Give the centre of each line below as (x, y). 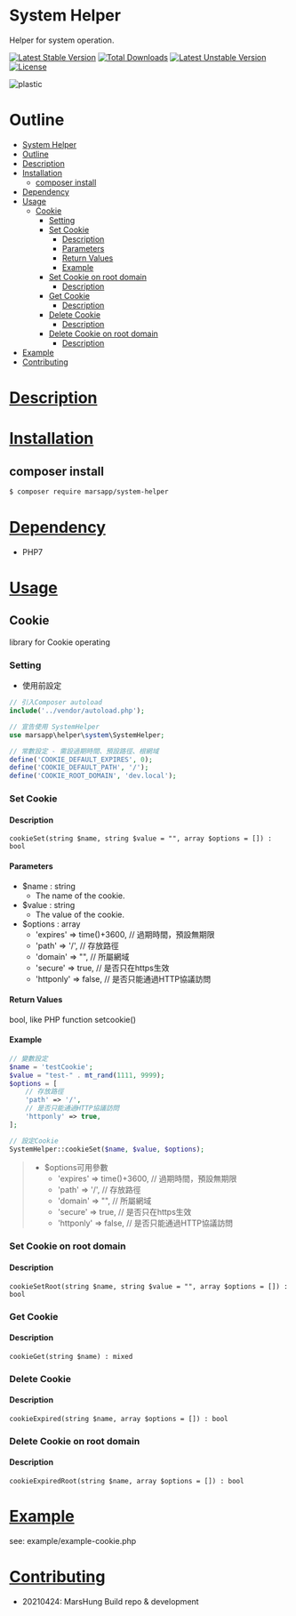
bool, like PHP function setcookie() (72, 1019)
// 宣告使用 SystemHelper (55, 727)
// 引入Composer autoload (56, 703)
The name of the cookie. (80, 896)
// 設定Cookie (34, 1141)
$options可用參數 (76, 1167)
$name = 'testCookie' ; (51, 1067)
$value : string (48, 904)
